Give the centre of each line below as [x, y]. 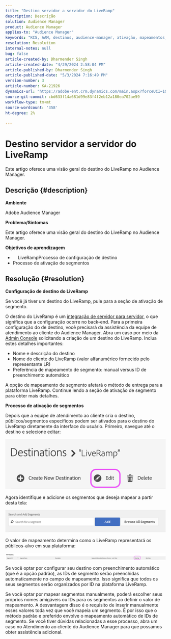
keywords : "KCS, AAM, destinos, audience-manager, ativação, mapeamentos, [86, 38]
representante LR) [32, 364]
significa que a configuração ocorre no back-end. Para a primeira [74, 322]
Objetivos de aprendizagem [35, 248]
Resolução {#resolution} [45, 279]
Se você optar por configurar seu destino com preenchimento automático [82, 568]
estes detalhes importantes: [34, 343]
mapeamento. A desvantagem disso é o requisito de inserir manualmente [82, 605]
